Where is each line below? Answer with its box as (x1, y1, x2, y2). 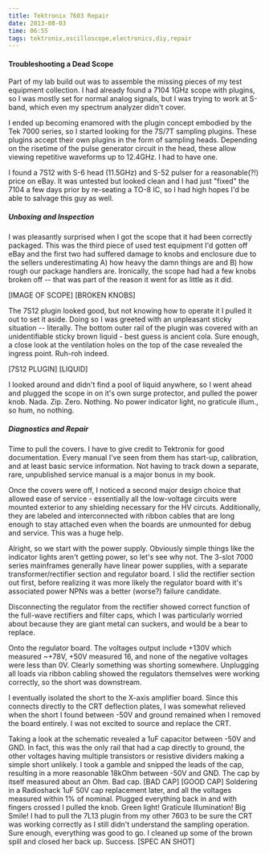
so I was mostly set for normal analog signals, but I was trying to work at (8, 94, 248, 104)
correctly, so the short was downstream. (8, 677, 142, 688)
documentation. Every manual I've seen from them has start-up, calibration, (8, 453, 259, 462)
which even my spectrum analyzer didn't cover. (29, 102, 186, 113)
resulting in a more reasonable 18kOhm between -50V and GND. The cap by (8, 769, 260, 778)
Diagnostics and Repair (8, 424, 89, 434)
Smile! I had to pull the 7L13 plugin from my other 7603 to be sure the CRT (8, 811, 253, 821)
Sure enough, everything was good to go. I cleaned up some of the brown (8, 828, 253, 838)
